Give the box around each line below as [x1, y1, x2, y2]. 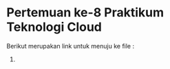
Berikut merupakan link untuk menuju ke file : [6, 42, 135, 50]
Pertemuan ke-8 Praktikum [6, 5, 164, 20]
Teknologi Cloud [6, 19, 103, 35]
